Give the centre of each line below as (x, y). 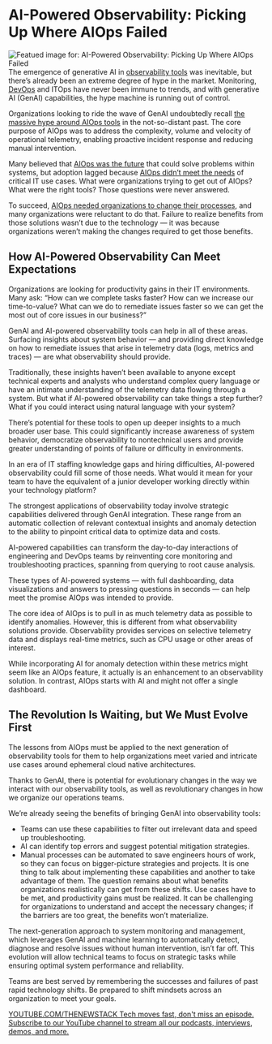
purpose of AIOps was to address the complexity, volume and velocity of (130, 131)
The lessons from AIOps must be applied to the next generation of (119, 747)
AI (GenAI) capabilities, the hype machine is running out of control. (119, 97)
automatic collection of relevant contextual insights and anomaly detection (132, 523)
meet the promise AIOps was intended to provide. (91, 597)
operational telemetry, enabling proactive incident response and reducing (131, 139)
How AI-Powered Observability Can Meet (115, 257)
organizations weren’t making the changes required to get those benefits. (131, 231)
